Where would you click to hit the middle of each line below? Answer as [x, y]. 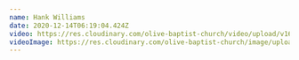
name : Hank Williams [48, 17]
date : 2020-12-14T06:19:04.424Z [69, 26]
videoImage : [31, 42]
